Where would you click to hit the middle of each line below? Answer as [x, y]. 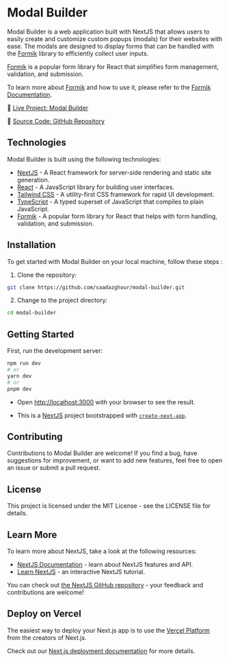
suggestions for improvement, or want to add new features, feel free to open [115, 461]
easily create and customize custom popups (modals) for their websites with [115, 38]
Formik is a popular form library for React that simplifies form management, [113, 66]
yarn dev [19, 376]
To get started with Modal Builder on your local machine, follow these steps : [115, 261]
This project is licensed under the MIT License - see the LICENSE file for [109, 506]
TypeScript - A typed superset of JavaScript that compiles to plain [110, 201]
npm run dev [24, 364]
